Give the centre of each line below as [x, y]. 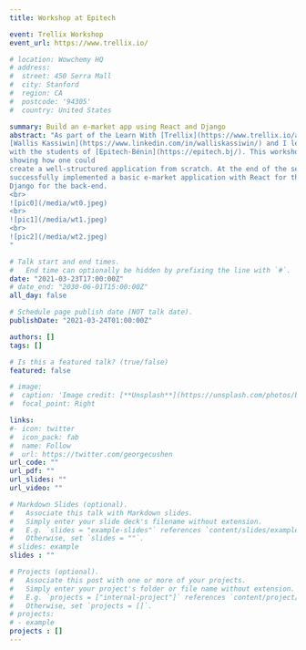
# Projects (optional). [55, 572]
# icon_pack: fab [44, 437]
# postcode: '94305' [51, 101]
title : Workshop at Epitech [63, 18]
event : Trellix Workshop [56, 34]
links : [22, 420]
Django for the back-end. [58, 186]
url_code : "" [34, 463]
